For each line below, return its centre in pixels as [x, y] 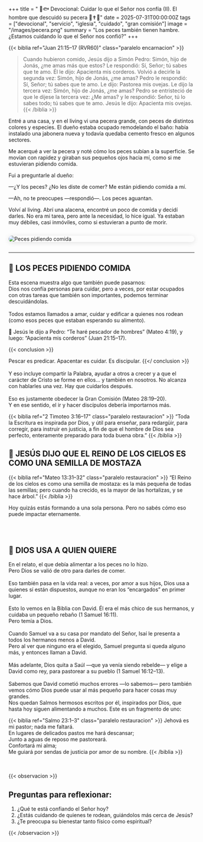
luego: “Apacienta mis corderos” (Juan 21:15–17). [68, 338]
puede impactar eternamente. [45, 514]
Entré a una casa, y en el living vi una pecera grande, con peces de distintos [101, 121]
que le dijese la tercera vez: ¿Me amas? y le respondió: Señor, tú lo [104, 97]
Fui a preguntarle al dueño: [41, 175]
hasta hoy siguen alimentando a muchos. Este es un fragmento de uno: [95, 709]
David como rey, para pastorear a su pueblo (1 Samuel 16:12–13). [86, 672]
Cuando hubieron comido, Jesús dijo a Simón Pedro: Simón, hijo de [105, 59]
